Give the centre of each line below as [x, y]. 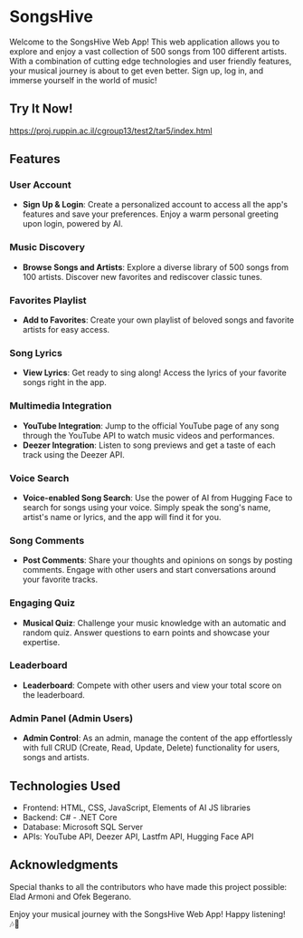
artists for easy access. [66, 330]
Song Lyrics [36, 353]
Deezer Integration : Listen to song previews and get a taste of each [149, 445]
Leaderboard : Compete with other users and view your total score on [152, 685]
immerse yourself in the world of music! [83, 80]
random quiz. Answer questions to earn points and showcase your [146, 633]
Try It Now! [41, 109]
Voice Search [39, 478]
